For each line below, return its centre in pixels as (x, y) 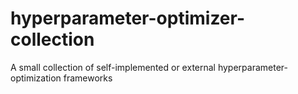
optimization (36, 78)
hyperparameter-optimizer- (128, 18)
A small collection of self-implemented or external (113, 67)
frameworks (88, 78)
